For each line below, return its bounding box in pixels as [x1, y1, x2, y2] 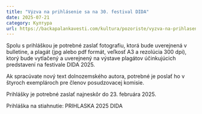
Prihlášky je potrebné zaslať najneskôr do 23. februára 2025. [6, 91, 156, 98]
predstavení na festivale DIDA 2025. [6, 61, 95, 68]
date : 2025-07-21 [6, 14, 50, 20]
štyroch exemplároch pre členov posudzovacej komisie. [6, 79, 144, 86]
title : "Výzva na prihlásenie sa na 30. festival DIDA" [6, 8, 149, 15]
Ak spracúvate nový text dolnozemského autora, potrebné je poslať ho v [6, 73, 185, 80]
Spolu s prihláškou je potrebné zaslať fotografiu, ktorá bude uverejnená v [6, 42, 188, 49]
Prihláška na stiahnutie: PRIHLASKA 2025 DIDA [6, 103, 123, 110]
